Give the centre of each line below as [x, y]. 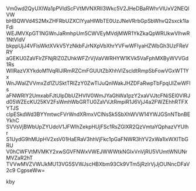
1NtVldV [16, 40]
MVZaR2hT [20, 158]
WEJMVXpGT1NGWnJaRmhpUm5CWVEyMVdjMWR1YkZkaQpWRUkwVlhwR [98, 33]
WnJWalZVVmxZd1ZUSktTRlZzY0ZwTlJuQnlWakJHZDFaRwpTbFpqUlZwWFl [98, 83]
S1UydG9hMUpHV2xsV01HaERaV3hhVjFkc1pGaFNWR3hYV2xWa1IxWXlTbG [97, 139]
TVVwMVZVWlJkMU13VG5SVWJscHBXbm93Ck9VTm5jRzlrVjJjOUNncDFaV [98, 164]
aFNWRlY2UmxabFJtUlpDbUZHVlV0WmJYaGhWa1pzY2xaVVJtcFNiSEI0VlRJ [98, 95]
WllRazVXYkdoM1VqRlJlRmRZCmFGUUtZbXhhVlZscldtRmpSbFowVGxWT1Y [97, 71]
